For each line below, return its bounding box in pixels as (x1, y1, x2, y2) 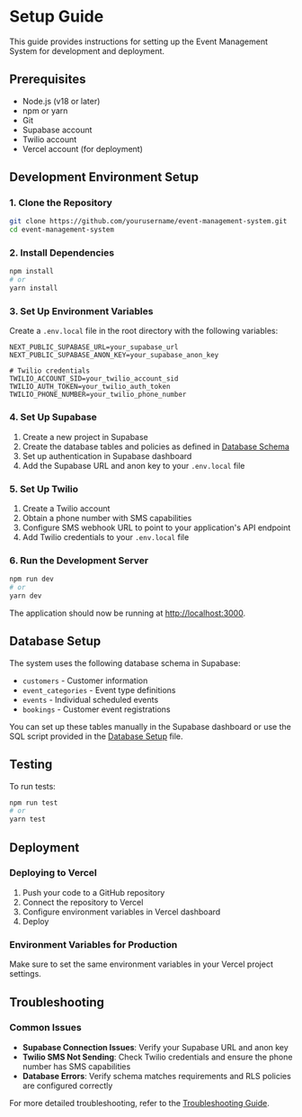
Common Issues (9, 1022, 83, 1034)
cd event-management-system (9, 225, 115, 235)
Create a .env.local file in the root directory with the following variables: (9, 326, 279, 337)
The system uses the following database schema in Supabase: (9, 657, 241, 668)
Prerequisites (9, 72, 86, 87)
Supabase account (22, 124, 93, 135)
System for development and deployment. (9, 45, 164, 56)
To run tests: (9, 780, 56, 791)
